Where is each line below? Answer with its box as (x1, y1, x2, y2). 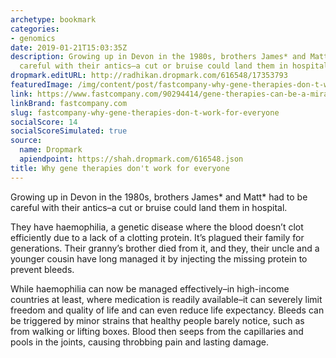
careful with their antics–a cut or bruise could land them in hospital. (10, 201, 288, 213)
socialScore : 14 (10, 117, 78, 127)
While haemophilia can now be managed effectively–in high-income (10, 282, 290, 295)
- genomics (10, 33, 56, 43)
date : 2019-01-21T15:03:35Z (10, 42, 128, 53)
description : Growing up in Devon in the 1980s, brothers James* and (10, 52, 307, 62)
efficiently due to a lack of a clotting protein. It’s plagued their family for (10, 231, 305, 243)
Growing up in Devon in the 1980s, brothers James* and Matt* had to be (10, 191, 308, 203)
